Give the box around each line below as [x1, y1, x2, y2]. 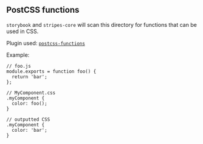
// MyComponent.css [6, 90, 56, 96]
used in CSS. [6, 27, 39, 35]
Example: [6, 51, 30, 59]
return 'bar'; [12, 73, 47, 80]
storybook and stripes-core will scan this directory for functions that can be [6, 21, 198, 28]
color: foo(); [12, 100, 47, 106]
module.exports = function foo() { [6, 68, 97, 74]
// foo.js [6, 63, 32, 69]
